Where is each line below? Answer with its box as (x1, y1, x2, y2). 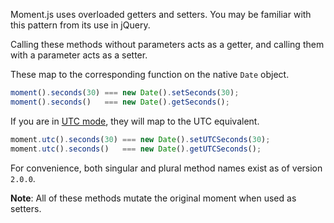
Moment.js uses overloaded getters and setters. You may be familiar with (10, 9, 312, 20)
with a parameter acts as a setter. (10, 49, 148, 61)
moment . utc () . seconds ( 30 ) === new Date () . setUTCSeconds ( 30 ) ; (10, 134, 271, 144)
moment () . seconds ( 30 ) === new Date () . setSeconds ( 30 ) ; (10, 88, 240, 98)
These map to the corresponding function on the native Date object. (10, 69, 290, 80)
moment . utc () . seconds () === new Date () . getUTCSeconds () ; (10, 144, 262, 154)
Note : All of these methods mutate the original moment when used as (10, 192, 297, 204)
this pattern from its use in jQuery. (10, 19, 151, 31)
